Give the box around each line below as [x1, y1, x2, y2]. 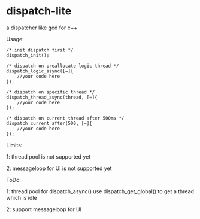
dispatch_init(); [6, 52, 50, 58]
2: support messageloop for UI [6, 205, 82, 213]
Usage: [6, 35, 24, 42]
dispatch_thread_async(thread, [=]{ [6, 94, 98, 100]
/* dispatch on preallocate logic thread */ [6, 63, 119, 69]
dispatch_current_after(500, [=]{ [6, 120, 93, 126]
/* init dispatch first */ [6, 47, 74, 53]
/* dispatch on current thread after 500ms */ [6, 115, 125, 121]
